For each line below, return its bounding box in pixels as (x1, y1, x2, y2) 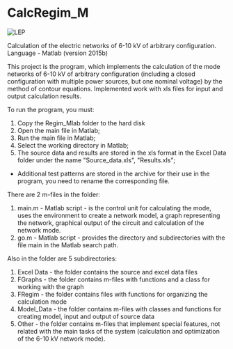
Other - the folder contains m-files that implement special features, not (17, 319, 220, 328)
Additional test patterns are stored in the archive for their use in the (17, 169, 210, 178)
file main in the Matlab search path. (17, 240, 119, 249)
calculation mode (17, 297, 67, 306)
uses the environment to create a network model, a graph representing (17, 211, 220, 219)
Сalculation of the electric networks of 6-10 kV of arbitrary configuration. (7, 41, 217, 49)
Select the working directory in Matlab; (17, 141, 129, 149)
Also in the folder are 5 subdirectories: (7, 254, 117, 263)
